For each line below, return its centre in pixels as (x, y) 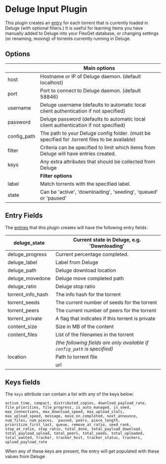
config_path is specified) (84, 348)
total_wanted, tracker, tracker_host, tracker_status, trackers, (74, 438)
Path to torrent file (76, 357)
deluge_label (22, 262)
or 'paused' (53, 198)
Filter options (56, 175)
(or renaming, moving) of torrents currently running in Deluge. (68, 39)
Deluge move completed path (90, 278)
